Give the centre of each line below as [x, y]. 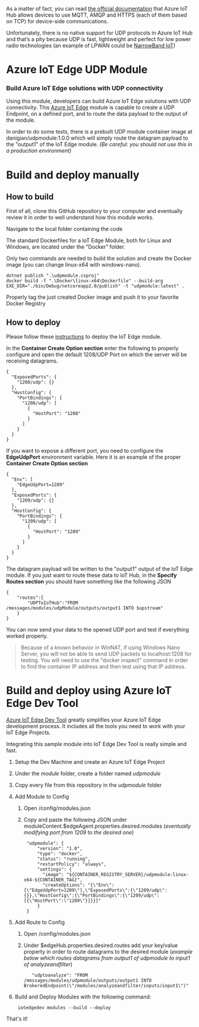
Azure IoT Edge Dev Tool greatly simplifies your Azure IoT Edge [84, 720]
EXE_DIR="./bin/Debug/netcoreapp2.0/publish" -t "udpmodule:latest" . [95, 286]
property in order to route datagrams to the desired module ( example [108, 952]
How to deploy [34, 322]
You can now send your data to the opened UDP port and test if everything [97, 630]
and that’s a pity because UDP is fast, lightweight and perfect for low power [99, 39]
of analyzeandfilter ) [48, 964]
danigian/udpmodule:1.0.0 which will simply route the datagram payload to [97, 138]
